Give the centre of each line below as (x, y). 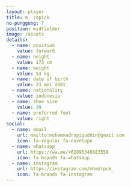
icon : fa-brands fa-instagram (55, 175)
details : (17, 40)
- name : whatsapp (33, 146)
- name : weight (31, 68)
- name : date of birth (40, 79)
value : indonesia (39, 96)
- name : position (33, 46)
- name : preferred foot (41, 113)
